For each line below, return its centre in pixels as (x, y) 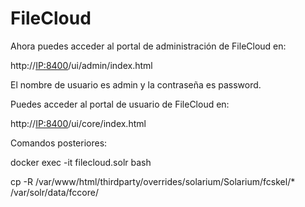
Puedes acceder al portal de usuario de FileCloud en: (120, 104)
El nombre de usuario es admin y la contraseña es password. (136, 84)
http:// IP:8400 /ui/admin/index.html (81, 65)
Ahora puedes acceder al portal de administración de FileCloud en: (148, 46)
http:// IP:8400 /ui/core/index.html (78, 123)
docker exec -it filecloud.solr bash (81, 162)
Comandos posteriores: (59, 143)
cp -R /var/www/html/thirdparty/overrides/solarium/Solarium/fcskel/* (153, 181)
